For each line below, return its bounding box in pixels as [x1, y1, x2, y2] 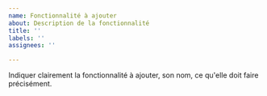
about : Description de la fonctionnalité [8, 19, 150, 27]
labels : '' [8, 34, 45, 42]
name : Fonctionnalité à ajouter [8, 11, 117, 20]
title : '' [8, 26, 42, 34]
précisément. [8, 79, 52, 89]
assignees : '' [8, 42, 56, 50]
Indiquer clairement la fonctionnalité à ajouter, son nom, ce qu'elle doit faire [8, 70, 259, 80]
